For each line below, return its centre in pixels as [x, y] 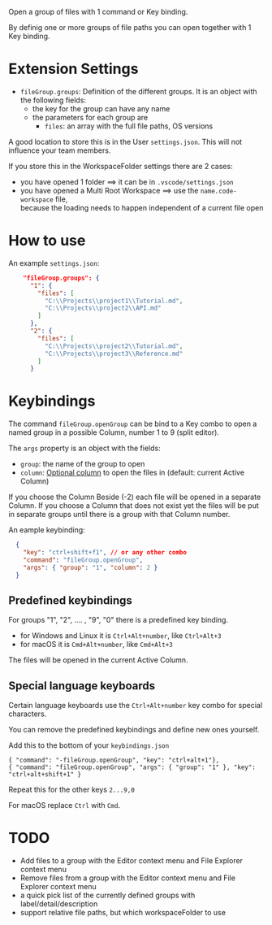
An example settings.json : [54, 263]
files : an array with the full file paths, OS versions [129, 126]
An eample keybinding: [47, 530]
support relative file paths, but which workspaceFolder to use [123, 913]
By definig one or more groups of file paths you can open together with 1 [130, 27]
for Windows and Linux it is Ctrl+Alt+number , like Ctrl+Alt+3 [121, 636]
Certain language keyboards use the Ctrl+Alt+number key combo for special [135, 706]
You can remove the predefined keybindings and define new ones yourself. [134, 730]
